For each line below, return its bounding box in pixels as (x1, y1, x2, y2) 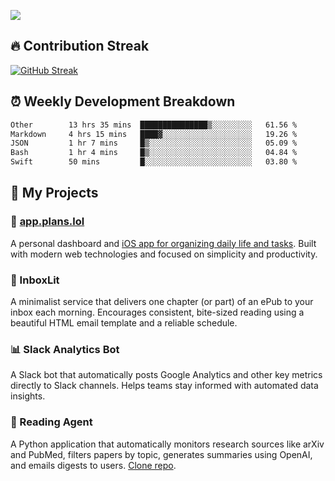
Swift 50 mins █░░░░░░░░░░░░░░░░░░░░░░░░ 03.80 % (10, 157, 298, 167)
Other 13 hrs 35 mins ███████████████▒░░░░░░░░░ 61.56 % (10, 120, 298, 130)
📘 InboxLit (10, 273, 60, 287)
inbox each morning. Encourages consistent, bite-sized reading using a (10, 306, 305, 318)
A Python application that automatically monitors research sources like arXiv (10, 438, 325, 450)
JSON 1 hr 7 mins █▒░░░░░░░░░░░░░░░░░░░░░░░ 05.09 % (10, 138, 298, 149)
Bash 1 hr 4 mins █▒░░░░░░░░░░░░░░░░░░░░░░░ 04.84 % (10, 148, 298, 158)
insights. (10, 390, 46, 402)
